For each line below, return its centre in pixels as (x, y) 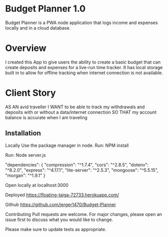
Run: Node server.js (26, 155)
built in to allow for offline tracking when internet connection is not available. (84, 73)
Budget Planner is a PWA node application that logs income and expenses (81, 23)
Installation (23, 133)
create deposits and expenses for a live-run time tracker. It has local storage (84, 67)
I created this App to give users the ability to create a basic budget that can (83, 62)
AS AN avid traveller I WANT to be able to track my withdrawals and (75, 107)
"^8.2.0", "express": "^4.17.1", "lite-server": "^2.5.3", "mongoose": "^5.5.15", (82, 170)
